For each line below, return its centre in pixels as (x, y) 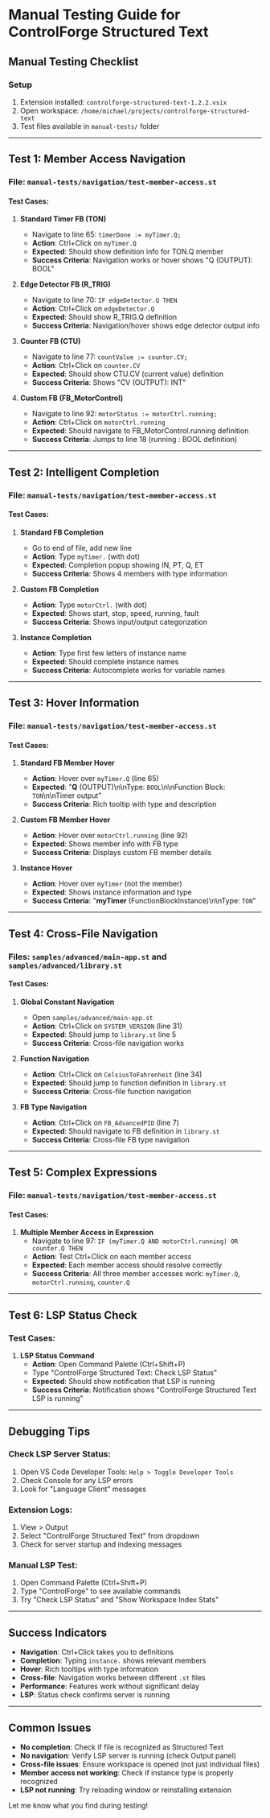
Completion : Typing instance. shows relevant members (113, 1661)
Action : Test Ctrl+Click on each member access (112, 1257)
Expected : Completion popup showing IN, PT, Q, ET (118, 564)
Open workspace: (49, 110)
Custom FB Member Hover (65, 820)
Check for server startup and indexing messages (101, 1544)
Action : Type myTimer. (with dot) (86, 556)
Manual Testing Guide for (94, 15)
